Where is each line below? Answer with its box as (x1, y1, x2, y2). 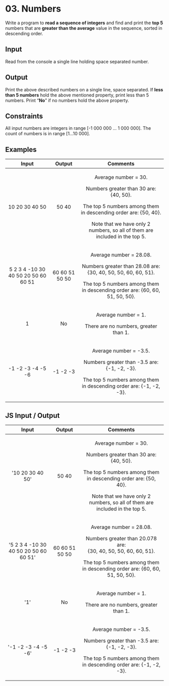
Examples (5, 145, 37, 154)
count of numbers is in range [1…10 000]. (5, 131, 91, 137)
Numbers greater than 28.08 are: (82, 263, 160, 270)
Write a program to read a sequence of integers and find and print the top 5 (5, 20, 163, 26)
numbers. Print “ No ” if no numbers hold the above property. (5, 97, 129, 103)
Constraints (5, 112, 43, 120)
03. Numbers (5, 3, 61, 15)
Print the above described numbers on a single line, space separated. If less (5, 86, 163, 92)
